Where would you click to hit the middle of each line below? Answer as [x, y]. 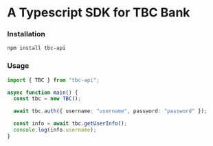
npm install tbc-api [37, 48]
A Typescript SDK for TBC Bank [99, 13]
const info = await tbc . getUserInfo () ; [70, 124]
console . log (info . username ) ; [55, 130]
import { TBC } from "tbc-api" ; [53, 80]
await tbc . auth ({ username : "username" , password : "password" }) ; [110, 111]
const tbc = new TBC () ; [47, 99]
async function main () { [43, 93]
